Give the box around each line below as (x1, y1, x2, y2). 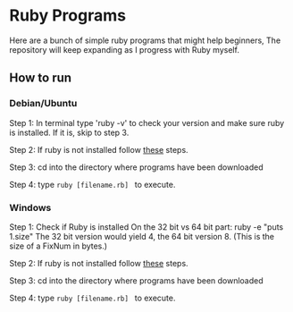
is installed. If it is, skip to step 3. (9, 127, 130, 138)
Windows (9, 201, 52, 214)
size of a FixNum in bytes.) (9, 240, 108, 251)
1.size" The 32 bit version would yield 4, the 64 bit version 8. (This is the (9, 231, 275, 241)
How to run (9, 71, 72, 86)
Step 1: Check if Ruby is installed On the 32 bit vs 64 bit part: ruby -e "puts (9, 221, 284, 232)
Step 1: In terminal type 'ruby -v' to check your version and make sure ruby (9, 117, 285, 128)
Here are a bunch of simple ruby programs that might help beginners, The (9, 35, 281, 46)
